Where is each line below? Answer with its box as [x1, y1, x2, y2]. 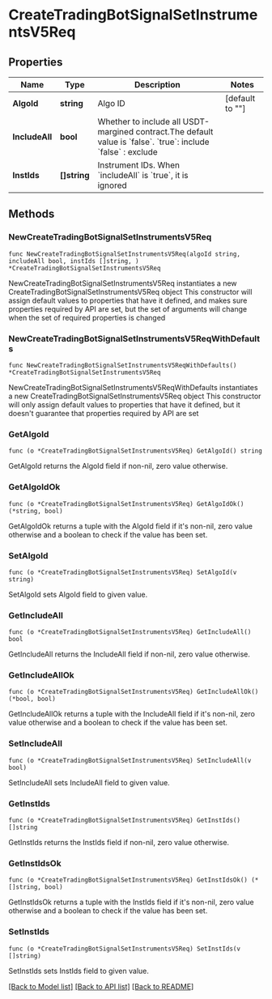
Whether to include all [97, 116, 181, 127]
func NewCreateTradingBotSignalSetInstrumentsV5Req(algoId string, [8, 249, 241, 258]
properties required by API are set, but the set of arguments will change [8, 304, 248, 313]
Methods [8, 207, 55, 221]
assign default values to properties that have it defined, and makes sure [8, 295, 248, 305]
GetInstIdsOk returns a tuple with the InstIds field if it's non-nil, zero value [8, 897, 254, 908]
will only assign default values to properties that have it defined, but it [8, 399, 240, 410]
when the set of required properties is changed [8, 312, 166, 322]
